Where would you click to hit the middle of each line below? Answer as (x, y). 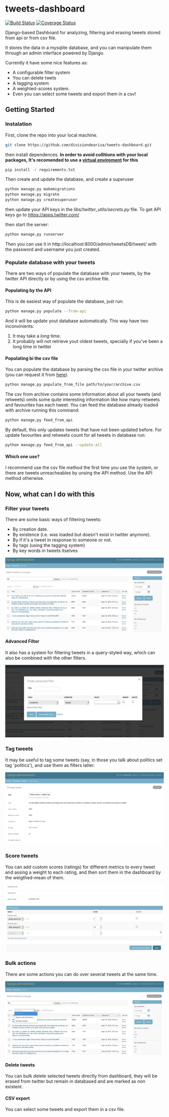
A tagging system (31, 83)
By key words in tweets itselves (45, 550)
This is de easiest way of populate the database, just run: (64, 301)
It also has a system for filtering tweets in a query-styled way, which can (80, 652)
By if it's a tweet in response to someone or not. (62, 540)
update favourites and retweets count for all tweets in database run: (75, 435)
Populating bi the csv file (32, 358)
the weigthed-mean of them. (35, 877)
